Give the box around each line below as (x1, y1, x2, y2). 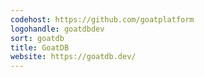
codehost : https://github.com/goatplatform (10, 14, 195, 25)
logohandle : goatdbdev (10, 24, 105, 34)
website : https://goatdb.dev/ (10, 52, 137, 62)
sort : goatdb (10, 33, 65, 43)
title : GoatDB (10, 42, 70, 53)
